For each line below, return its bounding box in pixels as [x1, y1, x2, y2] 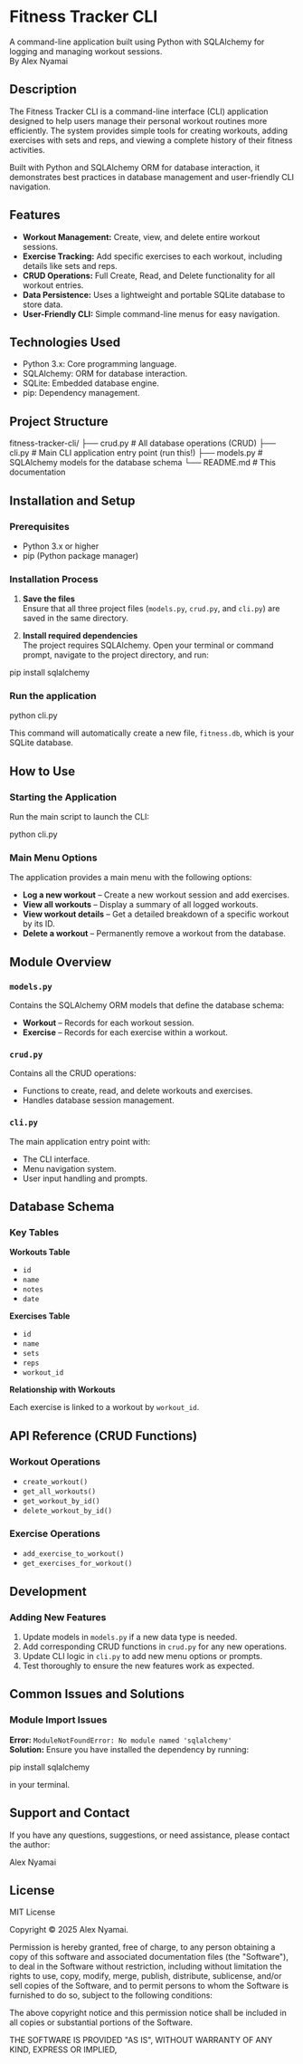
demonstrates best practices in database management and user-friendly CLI [9, 171, 295, 182]
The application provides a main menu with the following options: [9, 872, 252, 883]
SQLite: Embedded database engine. [22, 378, 160, 389]
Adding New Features [9, 1610, 107, 1623]
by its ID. [22, 918, 56, 929]
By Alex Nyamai [9, 55, 69, 66]
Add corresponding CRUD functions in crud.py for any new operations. [22, 1641, 288, 1652]
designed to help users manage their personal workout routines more [9, 115, 268, 126]
